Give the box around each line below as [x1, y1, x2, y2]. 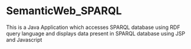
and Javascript [6, 36, 42, 43]
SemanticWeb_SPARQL [6, 4, 122, 18]
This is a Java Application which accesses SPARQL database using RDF [6, 24, 180, 31]
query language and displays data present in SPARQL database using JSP [6, 30, 186, 37]
